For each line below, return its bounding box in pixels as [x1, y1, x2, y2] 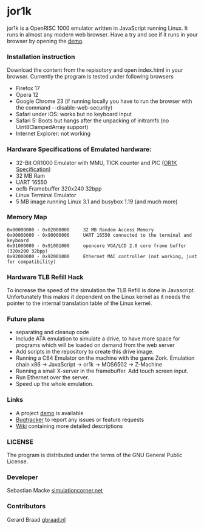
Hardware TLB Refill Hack [7, 273, 84, 281]
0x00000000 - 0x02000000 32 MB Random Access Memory [7, 226, 154, 233]
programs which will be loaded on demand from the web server [15, 342, 175, 349]
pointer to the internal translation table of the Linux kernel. [7, 300, 152, 307]
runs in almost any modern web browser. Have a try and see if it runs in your [7, 30, 198, 38]
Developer [7, 473, 38, 482]
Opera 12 [15, 91, 39, 99]
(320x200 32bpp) [7, 248, 48, 254]
